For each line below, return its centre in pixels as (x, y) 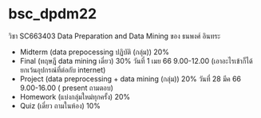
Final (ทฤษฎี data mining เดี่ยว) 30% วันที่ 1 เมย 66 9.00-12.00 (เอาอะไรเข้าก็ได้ (136, 61)
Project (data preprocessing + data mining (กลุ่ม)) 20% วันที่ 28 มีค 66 (130, 79)
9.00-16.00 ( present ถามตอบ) (67, 88)
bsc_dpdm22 (53, 14)
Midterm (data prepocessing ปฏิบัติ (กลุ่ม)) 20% (95, 52)
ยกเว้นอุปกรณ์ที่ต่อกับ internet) (63, 69)
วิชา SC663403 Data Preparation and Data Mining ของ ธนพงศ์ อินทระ (115, 36)
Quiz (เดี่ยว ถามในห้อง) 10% (60, 105)
